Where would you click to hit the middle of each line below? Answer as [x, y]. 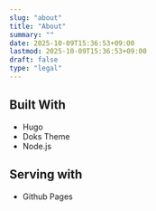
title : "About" [38, 26]
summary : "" [32, 34]
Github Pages [48, 197]
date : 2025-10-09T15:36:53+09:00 [72, 43]
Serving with [46, 174]
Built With [37, 105]
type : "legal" [36, 69]
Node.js [37, 146]
